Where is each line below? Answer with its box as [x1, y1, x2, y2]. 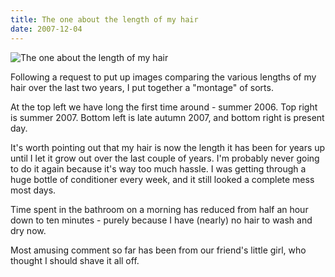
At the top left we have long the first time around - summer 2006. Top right [10, 101, 318, 113]
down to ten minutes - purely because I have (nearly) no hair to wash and [10, 214, 313, 226]
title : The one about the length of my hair [10, 14, 199, 25]
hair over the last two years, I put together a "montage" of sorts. [10, 81, 274, 93]
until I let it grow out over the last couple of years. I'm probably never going [10, 152, 320, 164]
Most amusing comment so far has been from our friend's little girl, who [10, 244, 307, 256]
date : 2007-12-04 [10, 24, 83, 34]
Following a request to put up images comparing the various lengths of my [10, 71, 317, 83]
